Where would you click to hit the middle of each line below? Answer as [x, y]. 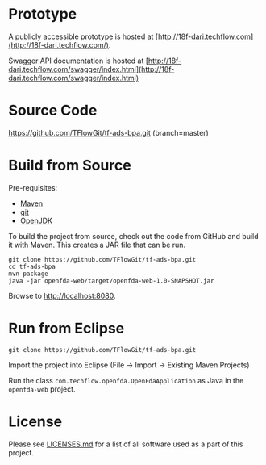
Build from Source [70, 165]
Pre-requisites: [33, 187]
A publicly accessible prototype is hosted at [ [83, 36]
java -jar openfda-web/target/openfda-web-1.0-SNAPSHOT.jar [112, 281]
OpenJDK [36, 220]
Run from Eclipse [66, 329]
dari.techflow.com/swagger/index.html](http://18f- [91, 69]
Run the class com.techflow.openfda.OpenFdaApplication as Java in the [126, 380]
